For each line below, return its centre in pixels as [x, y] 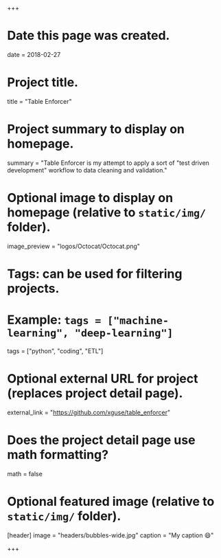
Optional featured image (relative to [111, 501]
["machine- [138, 321]
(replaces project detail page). [95, 393]
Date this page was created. [89, 36]
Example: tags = [54, 320]
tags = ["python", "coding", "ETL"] [55, 350]
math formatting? [58, 455]
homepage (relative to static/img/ [107, 212]
